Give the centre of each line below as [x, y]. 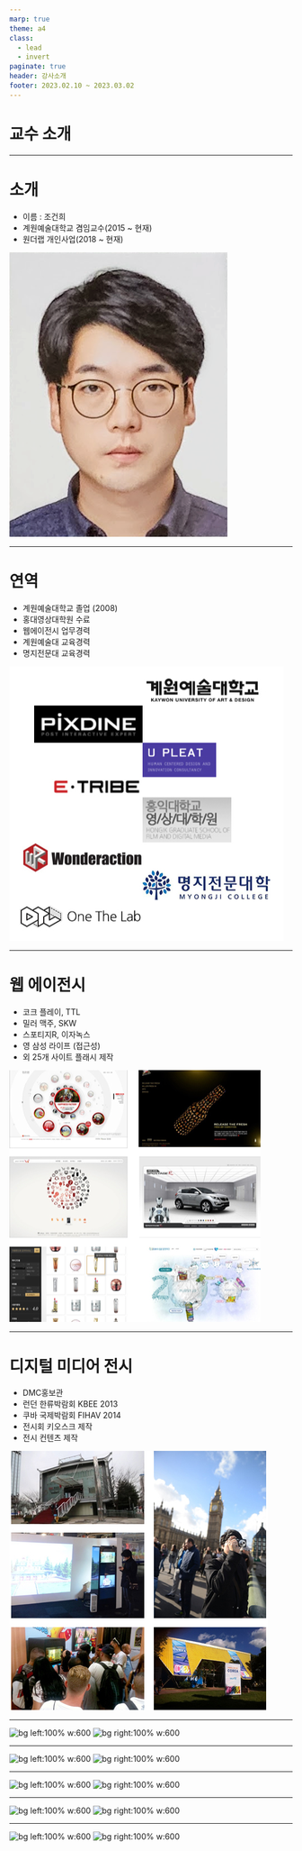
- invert [34, 57]
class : [22, 38]
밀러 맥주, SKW [49, 1023]
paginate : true [38, 67]
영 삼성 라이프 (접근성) [61, 1045]
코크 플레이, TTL [51, 1012]
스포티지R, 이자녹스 [56, 1034]
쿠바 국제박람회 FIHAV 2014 [71, 1416]
